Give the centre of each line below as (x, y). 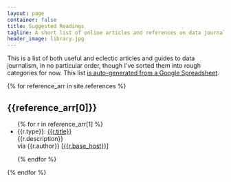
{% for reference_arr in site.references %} (67, 86)
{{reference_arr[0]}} (52, 108)
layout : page (26, 13)
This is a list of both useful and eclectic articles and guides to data (101, 58)
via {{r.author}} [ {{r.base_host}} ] (63, 146)
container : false (32, 20)
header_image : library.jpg (46, 39)
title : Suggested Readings (46, 26)
